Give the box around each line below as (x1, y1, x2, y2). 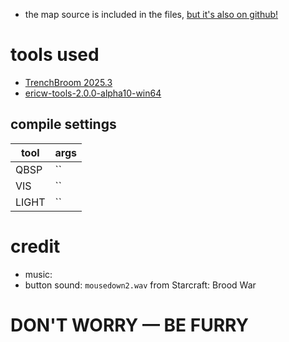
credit (10, 235, 61, 258)
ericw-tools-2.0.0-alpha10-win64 (24, 87, 162, 99)
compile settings (10, 116, 117, 133)
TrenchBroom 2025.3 (24, 76, 113, 88)
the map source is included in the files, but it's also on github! (24, 9, 279, 20)
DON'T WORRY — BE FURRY (10, 314, 250, 336)
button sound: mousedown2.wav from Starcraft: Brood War (24, 279, 257, 291)
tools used (10, 44, 100, 66)
